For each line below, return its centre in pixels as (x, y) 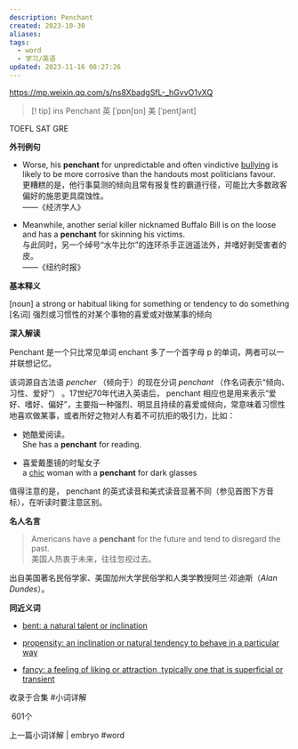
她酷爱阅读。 (45, 434)
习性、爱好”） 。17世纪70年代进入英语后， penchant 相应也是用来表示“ (139, 393)
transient (38, 679)
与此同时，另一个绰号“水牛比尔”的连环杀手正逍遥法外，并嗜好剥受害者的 (154, 245)
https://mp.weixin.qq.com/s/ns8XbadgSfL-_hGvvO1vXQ (111, 92)
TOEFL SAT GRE (39, 128)
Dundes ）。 (29, 589)
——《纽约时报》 (53, 267)
